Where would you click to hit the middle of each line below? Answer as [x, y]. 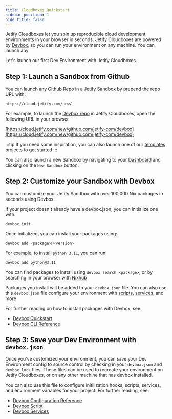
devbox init [18, 224]
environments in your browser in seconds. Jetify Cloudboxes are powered [83, 39]
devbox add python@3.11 [31, 262]
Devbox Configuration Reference [47, 401]
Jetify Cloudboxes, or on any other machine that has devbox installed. [79, 375]
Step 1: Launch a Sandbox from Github [67, 77]
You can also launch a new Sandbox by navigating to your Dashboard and [83, 160]
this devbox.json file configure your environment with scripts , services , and [84, 293]
